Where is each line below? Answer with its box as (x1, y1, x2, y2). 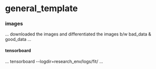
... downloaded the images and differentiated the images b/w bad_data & (5, 31, 152, 37)
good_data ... (5, 36, 32, 42)
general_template (5, 3, 78, 14)
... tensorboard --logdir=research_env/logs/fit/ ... (5, 58, 104, 64)
